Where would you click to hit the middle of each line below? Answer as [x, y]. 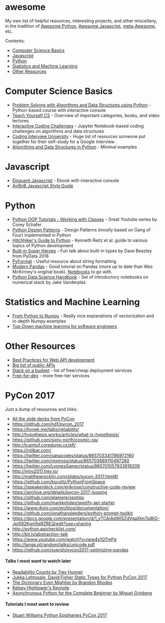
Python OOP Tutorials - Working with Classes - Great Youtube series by [84, 219]
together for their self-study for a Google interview [63, 142]
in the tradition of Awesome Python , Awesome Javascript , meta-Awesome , [81, 26]
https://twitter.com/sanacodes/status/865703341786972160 [73, 455]
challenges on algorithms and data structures [58, 131]
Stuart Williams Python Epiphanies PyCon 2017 [59, 615]
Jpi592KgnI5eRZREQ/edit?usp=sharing [52, 523]
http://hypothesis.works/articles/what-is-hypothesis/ [66, 434]
